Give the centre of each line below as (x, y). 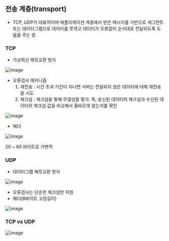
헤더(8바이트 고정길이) (35, 199)
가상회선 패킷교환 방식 (34, 60)
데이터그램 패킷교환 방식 (36, 172)
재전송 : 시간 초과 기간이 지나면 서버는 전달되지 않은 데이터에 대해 (84, 87)
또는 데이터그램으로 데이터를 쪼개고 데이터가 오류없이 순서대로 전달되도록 (84, 28)
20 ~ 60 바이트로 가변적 (29, 147)
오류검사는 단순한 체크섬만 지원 (43, 192)
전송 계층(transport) (36, 9)
